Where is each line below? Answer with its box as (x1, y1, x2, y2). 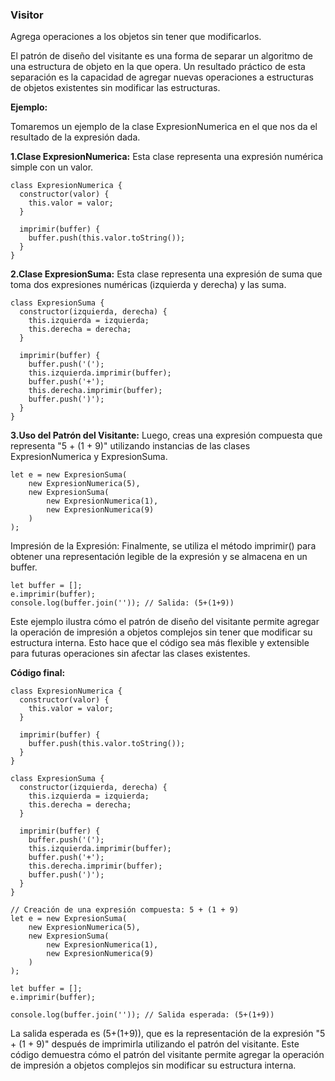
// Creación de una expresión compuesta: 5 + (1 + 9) (10, 905, 240, 915)
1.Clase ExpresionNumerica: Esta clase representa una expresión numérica (10, 151, 324, 163)
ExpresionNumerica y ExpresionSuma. (10, 451, 168, 463)
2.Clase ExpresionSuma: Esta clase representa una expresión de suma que (10, 268, 323, 280)
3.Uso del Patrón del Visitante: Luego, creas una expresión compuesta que (10, 429, 323, 442)
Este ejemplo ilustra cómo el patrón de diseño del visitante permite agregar (10, 616, 320, 628)
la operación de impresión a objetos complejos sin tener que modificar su (10, 626, 313, 638)
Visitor (10, 8, 44, 22)
